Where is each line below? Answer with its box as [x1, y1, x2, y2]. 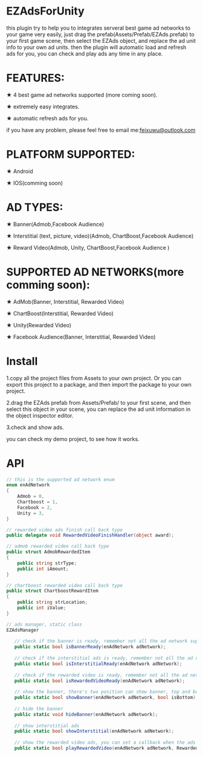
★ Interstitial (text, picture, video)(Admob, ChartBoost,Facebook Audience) [6, 232, 194, 240]
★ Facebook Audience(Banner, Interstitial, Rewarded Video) [6, 333, 156, 340]
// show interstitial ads [14, 723, 80, 729]
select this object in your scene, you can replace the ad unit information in [6, 405, 191, 413]
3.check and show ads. [6, 424, 65, 431]
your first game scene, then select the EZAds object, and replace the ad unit [6, 37, 196, 44]
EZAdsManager [6, 627, 39, 633]
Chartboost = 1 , [17, 499, 59, 505]
